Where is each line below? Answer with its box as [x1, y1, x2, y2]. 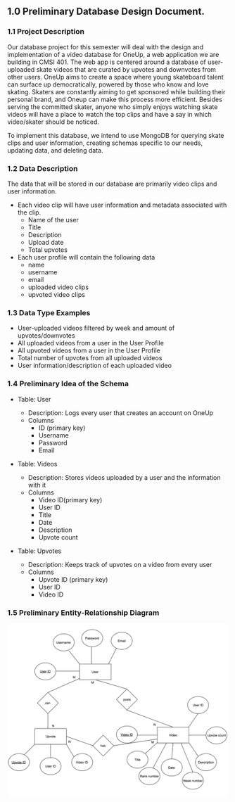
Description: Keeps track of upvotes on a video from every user [27, 560, 212, 568]
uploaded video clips [27, 283, 89, 291]
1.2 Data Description [7, 163, 78, 173]
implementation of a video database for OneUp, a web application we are [7, 50, 220, 58]
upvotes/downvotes [17, 331, 75, 340]
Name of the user [27, 215, 79, 224]
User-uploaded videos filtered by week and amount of [17, 324, 175, 333]
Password [38, 438, 68, 447]
